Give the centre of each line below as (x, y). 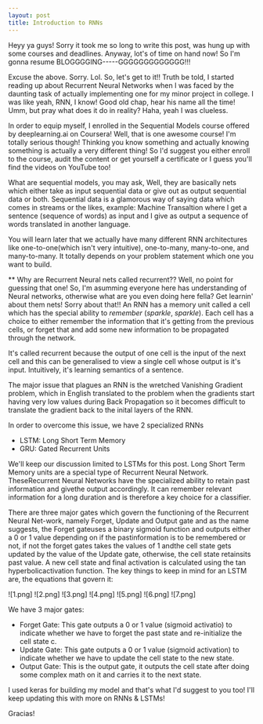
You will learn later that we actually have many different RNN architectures (128, 239)
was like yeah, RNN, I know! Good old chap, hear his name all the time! (122, 102)
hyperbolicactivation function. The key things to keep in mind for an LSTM (128, 570)
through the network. (42, 337)
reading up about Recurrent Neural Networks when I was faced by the (121, 85)
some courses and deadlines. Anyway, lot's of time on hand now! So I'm (124, 53)
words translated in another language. (69, 224)
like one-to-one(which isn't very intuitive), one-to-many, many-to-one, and (129, 247)
